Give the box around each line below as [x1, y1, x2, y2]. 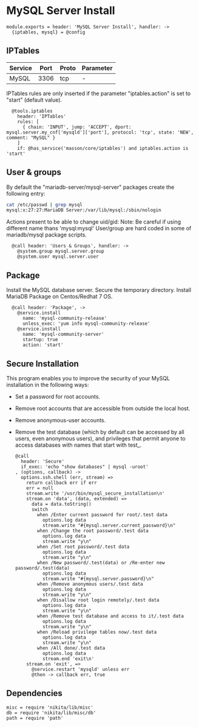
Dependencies [6, 688, 62, 698]
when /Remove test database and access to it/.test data [37, 613, 184, 619]
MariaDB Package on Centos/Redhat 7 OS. [6, 293, 113, 300]
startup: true [22, 336, 59, 343]
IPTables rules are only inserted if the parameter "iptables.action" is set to [6, 90, 191, 97]
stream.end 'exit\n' [42, 656, 95, 662]
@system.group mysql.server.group [17, 248, 104, 255]
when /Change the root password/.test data [37, 528, 149, 534]
